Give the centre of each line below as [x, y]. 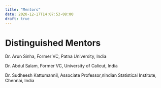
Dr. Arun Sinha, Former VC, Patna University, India [56, 56]
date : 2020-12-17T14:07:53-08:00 [39, 14]
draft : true [17, 19]
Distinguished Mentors [53, 43]
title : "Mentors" [23, 10]
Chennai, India [20, 81]
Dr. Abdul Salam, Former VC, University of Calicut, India [62, 66]
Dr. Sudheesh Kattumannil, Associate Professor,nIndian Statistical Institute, [81, 75]
